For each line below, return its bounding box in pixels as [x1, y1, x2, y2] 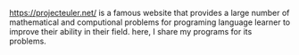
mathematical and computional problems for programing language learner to [9, 17, 291, 27]
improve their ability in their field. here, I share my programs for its [9, 27, 253, 36]
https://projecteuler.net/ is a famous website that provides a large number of [9, 8, 290, 18]
